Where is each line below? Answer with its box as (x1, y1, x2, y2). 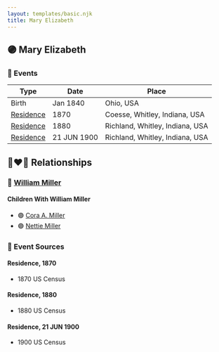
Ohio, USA (105, 98, 139, 108)
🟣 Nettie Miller (17, 221, 61, 230)
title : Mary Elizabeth (7, 17, 74, 24)
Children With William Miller (7, 195, 91, 204)
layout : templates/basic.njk (7, 10, 93, 18)
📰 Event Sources (7, 242, 65, 252)
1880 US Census (17, 306, 66, 315)
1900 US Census (17, 338, 66, 346)
